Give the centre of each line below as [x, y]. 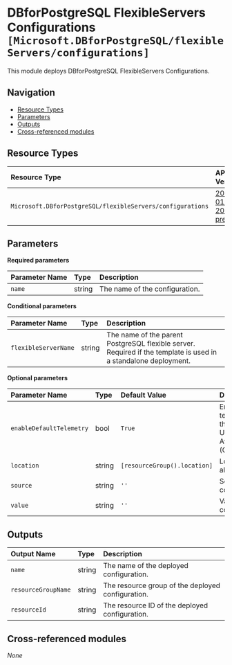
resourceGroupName [41, 590]
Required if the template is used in [162, 353]
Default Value [144, 395]
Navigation [31, 92]
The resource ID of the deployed [156, 605]
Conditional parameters [42, 306]
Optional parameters [37, 378]
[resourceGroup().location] [166, 466]
